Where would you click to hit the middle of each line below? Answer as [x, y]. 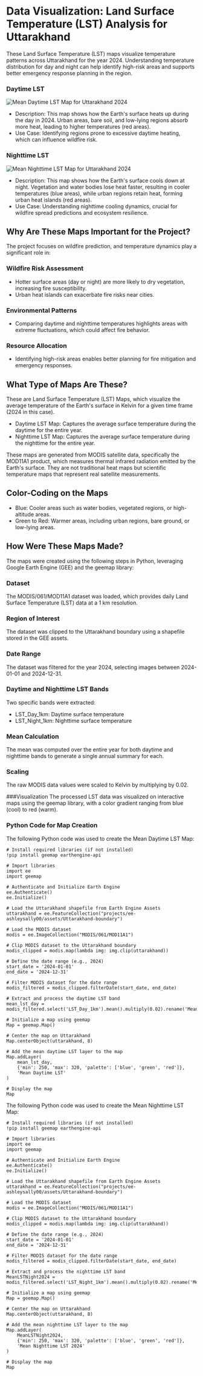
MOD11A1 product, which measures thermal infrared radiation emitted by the [101, 461]
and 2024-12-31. [42, 673]
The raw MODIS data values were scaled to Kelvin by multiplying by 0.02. [98, 785]
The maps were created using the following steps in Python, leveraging [95, 561]
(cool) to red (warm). [32, 810]
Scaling [18, 772]
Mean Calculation [33, 736]
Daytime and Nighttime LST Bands [57, 689]
